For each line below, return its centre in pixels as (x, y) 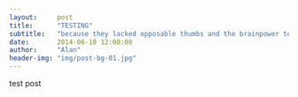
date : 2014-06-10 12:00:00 (71, 42)
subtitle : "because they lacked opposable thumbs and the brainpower (144, 34)
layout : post (41, 17)
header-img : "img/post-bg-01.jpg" (73, 58)
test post (25, 83)
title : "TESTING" (51, 26)
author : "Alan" (45, 50)
